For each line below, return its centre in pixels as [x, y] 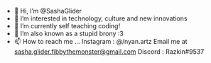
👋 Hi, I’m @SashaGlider [48, 11]
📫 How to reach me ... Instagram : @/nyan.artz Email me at [101, 41]
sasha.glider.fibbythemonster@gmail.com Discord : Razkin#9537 [109, 52]
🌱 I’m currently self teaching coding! [67, 26]
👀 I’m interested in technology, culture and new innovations [101, 18]
